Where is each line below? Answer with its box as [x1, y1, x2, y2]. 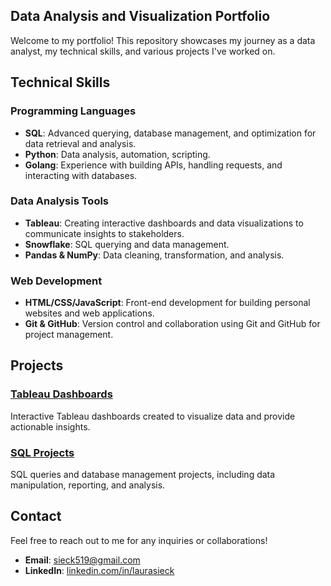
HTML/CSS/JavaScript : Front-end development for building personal [24, 297, 311, 309]
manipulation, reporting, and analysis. [10, 479, 166, 491]
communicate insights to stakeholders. [24, 227, 185, 239]
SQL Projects [10, 445, 75, 459]
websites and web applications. [24, 307, 155, 319]
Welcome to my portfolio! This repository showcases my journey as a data [10, 34, 316, 46]
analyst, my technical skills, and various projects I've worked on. [10, 45, 276, 57]
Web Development [10, 274, 103, 288]
